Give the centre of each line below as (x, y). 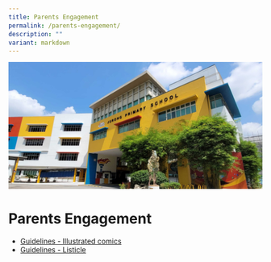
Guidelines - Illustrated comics (71, 241)
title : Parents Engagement (54, 17)
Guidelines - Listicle (53, 250)
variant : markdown (39, 43)
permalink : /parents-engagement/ (65, 25)
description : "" (35, 34)
